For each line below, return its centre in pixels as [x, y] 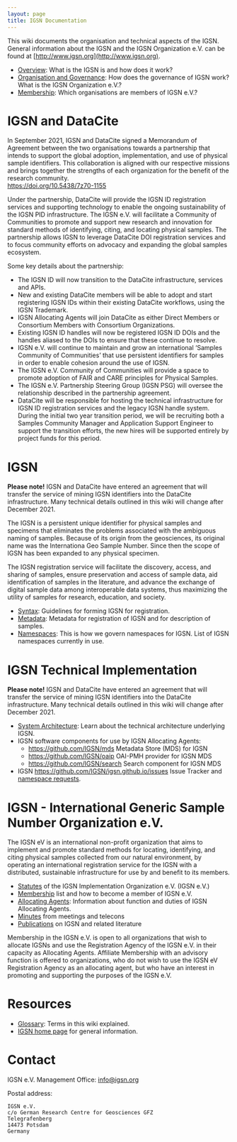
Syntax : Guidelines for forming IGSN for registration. [93, 611]
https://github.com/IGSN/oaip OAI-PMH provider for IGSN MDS [120, 756]
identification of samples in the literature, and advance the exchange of [111, 582]
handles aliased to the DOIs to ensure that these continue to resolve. [117, 340]
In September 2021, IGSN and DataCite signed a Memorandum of [102, 141]
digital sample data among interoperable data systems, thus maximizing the [117, 589]
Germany [19, 1131]
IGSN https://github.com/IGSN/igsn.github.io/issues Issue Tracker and [120, 771]
